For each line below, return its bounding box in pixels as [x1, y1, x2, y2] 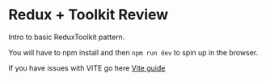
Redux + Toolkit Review [8, 6, 169, 24]
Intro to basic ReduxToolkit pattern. [8, 32, 125, 42]
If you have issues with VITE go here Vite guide [8, 63, 166, 73]
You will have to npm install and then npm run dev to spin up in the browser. [8, 47, 259, 57]
